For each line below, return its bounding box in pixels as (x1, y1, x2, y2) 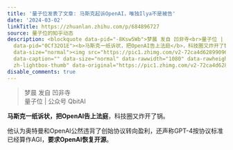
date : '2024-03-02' (7, 17, 64, 24)
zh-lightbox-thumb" (13, 62, 70, 69)
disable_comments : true (7, 68, 76, 75)
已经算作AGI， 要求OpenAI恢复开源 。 (7, 135, 113, 143)
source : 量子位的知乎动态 (7, 29, 74, 37)
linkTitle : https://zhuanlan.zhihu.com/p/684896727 (7, 23, 159, 30)
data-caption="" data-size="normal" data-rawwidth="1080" (13, 56, 185, 62)
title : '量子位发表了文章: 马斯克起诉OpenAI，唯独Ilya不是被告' (7, 10, 176, 17)
